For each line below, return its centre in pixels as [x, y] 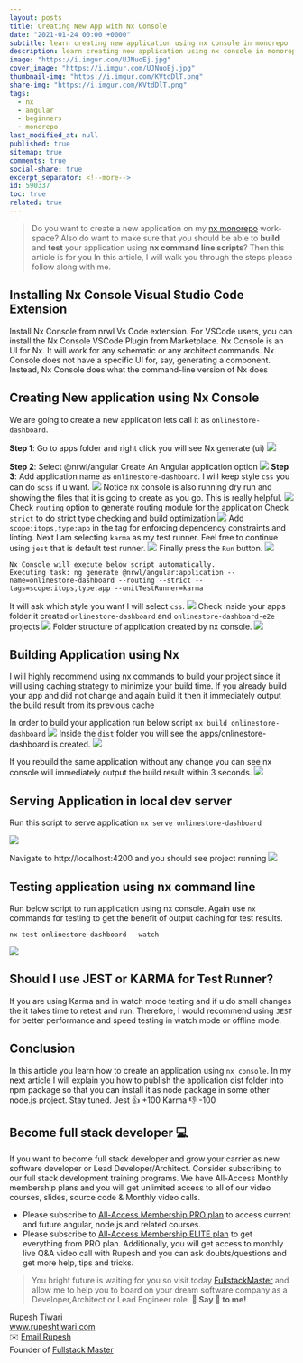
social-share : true [46, 169]
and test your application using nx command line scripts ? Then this [158, 247]
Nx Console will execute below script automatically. [113, 564]
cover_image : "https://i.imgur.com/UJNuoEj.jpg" [102, 69]
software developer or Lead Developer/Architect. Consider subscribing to [146, 1169]
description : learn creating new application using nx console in [137, 52]
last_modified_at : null [54, 136]
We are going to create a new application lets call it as [110, 419]
